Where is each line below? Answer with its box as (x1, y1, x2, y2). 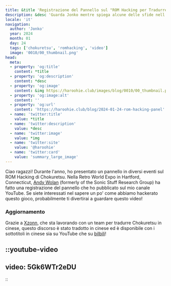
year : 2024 (10, 31, 33, 36)
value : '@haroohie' (14, 145, 56, 150)
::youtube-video (5, 245, 59, 254)
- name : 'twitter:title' (10, 112, 63, 117)
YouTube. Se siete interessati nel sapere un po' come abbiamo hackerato (5, 190, 158, 196)
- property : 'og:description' (10, 74, 74, 79)
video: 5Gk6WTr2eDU (5, 263, 76, 271)
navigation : (5, 21, 31, 27)
